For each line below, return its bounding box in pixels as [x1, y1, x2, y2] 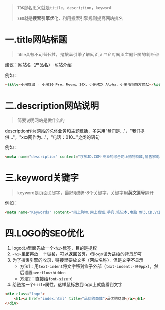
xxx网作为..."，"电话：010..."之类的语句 [21, 134, 100, 140]
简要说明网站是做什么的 [17, 117, 65, 123]
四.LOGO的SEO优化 [5, 228, 84, 239]
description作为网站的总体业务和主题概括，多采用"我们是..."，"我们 [5, 128, 141, 134]
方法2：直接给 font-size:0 [19, 276, 73, 282]
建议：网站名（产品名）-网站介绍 [5, 61, 72, 68]
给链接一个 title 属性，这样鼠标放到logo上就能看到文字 [12, 282, 123, 288]
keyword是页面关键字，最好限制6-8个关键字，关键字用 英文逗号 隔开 [17, 189, 154, 196]
